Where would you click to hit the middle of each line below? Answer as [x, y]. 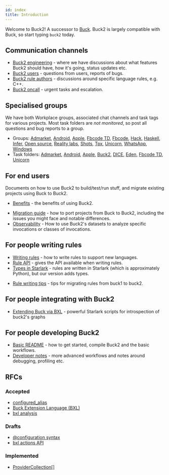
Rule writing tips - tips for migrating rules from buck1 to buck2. [78, 283]
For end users [27, 176]
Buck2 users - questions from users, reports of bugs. [68, 74]
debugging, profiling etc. [38, 361]
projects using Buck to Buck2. [36, 193]
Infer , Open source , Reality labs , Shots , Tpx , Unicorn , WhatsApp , [80, 144]
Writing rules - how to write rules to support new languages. [75, 257]
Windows [22, 149]
